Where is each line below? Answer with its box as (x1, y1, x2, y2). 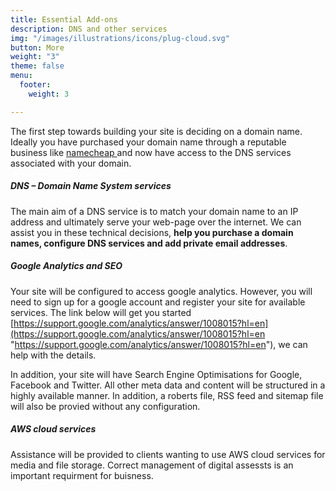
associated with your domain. (10, 157, 132, 169)
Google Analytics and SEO (10, 260, 123, 272)
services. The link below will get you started (10, 306, 192, 318)
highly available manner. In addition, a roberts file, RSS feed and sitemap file (10, 389, 324, 401)
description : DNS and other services (10, 24, 168, 34)
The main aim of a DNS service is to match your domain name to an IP (10, 205, 299, 217)
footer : (19, 80, 52, 90)
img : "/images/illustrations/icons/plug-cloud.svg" (10, 33, 230, 43)
